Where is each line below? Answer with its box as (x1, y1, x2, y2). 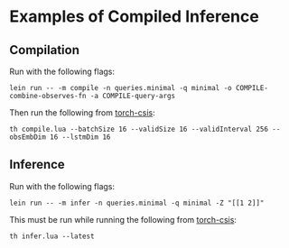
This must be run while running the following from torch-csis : (9, 214, 238, 225)
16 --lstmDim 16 (49, 133, 111, 142)
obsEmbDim (9, 133, 47, 142)
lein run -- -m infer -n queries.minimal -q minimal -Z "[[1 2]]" (9, 198, 265, 207)
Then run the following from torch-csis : (9, 107, 155, 118)
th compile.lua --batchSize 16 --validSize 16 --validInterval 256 (9, 124, 269, 133)
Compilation (9, 42, 79, 58)
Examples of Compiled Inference (9, 6, 259, 27)
